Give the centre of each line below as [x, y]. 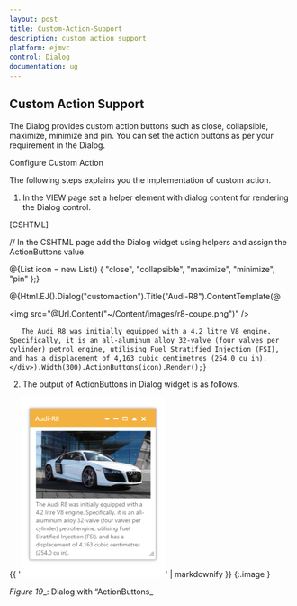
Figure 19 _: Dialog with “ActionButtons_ [81, 592]
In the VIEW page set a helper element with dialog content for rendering [156, 197]
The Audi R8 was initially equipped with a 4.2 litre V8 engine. [146, 331]
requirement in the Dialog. [58, 145]
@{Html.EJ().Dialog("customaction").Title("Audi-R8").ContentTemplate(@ [145, 296]
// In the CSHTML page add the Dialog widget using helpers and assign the [148, 242]
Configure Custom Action [56, 162]
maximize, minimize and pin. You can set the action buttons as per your [142, 135]
